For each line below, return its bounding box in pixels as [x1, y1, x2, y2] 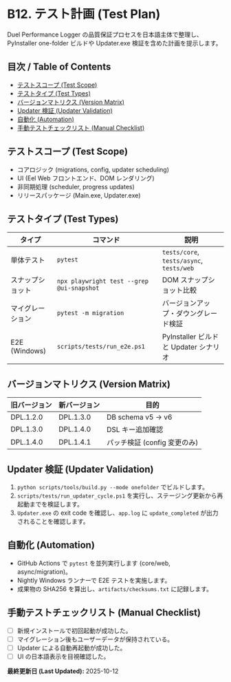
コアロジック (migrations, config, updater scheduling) [16, 165, 170, 173]
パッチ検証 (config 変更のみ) [106, 438, 199, 447]
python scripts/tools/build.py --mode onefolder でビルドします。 [16, 483, 208, 491]
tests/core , [162, 247, 199, 257]
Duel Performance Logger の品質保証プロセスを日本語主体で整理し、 [7, 30, 203, 39]
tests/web [162, 264, 195, 273]
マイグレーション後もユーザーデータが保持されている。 [16, 635, 174, 643]
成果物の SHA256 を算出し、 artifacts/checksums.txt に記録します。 [16, 584, 213, 593]
